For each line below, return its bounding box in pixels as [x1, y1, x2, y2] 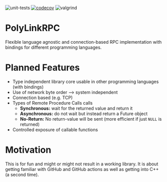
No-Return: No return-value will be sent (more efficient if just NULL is [20, 116, 162, 122]
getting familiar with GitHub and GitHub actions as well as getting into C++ [5, 166, 159, 172]
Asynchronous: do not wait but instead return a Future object [20, 111, 148, 117]
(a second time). [5, 171, 39, 177]
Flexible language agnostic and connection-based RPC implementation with [5, 39, 162, 45]
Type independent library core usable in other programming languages [12, 78, 159, 84]
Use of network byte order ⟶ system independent [12, 89, 118, 95]
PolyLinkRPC [5, 23, 60, 34]
